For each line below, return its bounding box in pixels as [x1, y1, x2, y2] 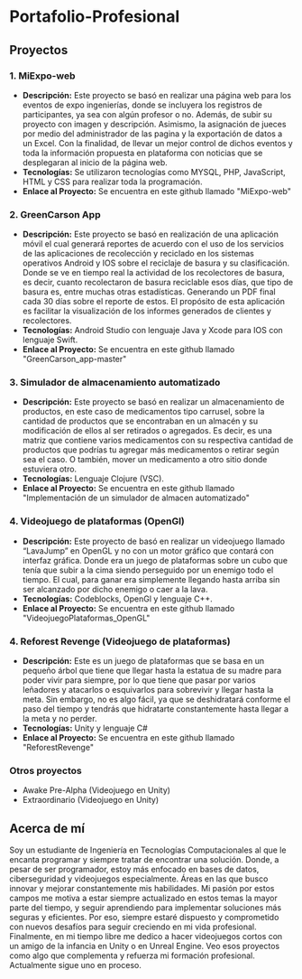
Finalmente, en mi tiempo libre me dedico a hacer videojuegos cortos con [9, 931, 283, 942]
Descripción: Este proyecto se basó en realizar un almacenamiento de [22, 396, 285, 407]
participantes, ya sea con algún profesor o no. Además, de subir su [22, 108, 272, 119]
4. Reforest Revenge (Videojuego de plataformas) [9, 635, 232, 648]
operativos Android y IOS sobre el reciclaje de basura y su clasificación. [22, 257, 290, 268]
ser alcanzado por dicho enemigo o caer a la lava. [22, 583, 208, 594]
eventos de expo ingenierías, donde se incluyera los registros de [22, 99, 263, 110]
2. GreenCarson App [9, 208, 101, 220]
